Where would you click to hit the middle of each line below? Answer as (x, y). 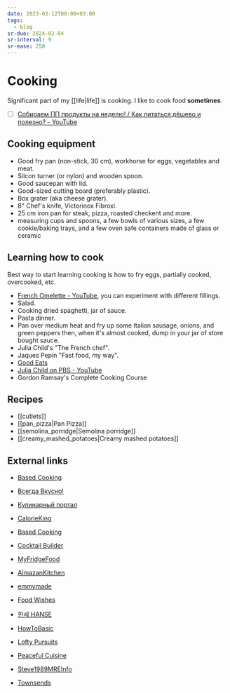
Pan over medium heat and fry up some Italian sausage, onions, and (116, 325)
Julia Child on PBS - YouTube (60, 370)
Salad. (27, 303)
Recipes (25, 399)
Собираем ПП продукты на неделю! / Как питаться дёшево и (109, 114)
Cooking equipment (52, 144)
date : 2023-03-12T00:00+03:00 (52, 14)
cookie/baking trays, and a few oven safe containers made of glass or (118, 228)
